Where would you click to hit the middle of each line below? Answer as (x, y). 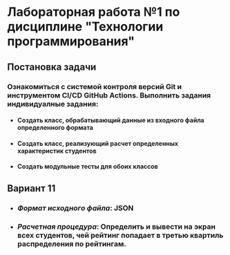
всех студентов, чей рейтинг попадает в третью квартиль (120, 235)
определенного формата (55, 128)
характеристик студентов (57, 151)
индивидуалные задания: (53, 104)
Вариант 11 (31, 188)
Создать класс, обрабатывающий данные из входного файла (111, 120)
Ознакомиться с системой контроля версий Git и (94, 86)
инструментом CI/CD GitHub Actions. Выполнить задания (109, 95)
